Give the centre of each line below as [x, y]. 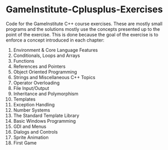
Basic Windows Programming [44, 121]
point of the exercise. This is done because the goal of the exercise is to [82, 34]
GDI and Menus [30, 126]
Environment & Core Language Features [55, 50]
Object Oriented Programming [45, 72]
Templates [24, 99]
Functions [24, 61]
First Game [25, 143]
